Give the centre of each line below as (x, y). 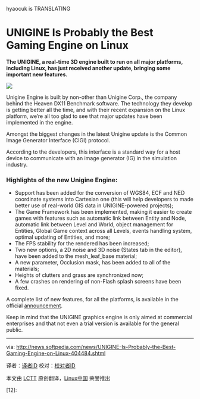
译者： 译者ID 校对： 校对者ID (41, 366)
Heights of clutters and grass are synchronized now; (79, 275)
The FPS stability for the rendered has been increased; (82, 244)
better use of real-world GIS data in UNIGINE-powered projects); (94, 205)
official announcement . (35, 306)
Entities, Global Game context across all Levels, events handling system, (103, 231)
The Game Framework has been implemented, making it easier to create (103, 212)
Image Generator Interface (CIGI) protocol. (58, 140)
